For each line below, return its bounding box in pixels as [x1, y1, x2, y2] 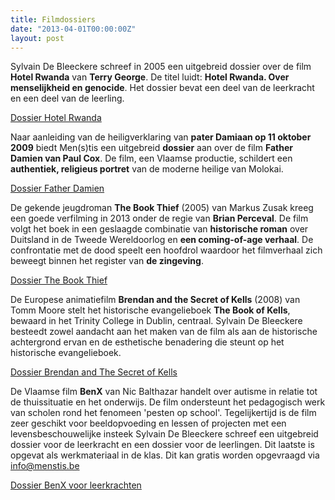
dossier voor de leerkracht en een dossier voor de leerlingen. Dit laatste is [10, 439, 315, 451]
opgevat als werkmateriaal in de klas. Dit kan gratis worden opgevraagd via [10, 449, 320, 461]
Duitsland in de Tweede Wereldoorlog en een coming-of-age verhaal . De [10, 234, 314, 246]
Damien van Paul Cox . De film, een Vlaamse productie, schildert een [10, 152, 293, 165]
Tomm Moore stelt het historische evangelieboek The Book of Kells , [10, 304, 291, 316]
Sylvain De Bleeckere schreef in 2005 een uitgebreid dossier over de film [10, 61, 312, 73]
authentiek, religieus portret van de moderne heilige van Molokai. [10, 163, 284, 175]
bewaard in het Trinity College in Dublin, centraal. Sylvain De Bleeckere [10, 315, 303, 327]
